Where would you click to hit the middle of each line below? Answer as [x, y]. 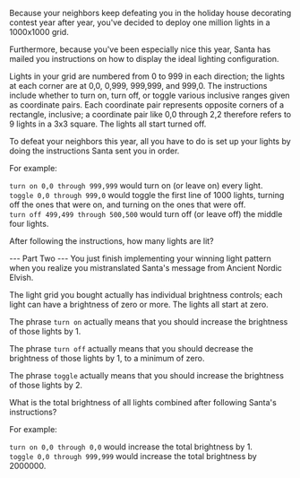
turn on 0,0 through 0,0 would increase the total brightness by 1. [131, 447]
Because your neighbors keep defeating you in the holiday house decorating [150, 13]
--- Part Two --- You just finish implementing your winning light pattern [140, 258]
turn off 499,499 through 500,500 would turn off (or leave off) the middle [146, 214]
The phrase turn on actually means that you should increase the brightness [149, 322]
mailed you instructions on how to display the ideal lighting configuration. [144, 59]
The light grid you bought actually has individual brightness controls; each [146, 295]
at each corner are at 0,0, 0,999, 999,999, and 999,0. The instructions [138, 86]
